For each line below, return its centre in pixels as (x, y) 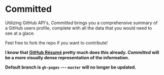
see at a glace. (20, 33)
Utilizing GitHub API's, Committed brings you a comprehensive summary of (81, 23)
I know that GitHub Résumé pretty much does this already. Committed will (82, 52)
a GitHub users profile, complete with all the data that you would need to (79, 28)
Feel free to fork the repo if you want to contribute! (57, 42)
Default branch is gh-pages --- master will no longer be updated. (71, 67)
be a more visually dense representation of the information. (67, 57)
